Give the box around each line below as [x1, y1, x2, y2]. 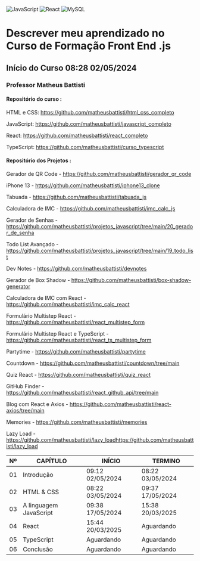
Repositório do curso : [6, 95, 62, 103]
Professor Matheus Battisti [6, 80, 85, 89]
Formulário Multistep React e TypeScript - [6, 330, 109, 337]
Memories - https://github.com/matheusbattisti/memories [6, 418, 148, 426]
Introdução [23, 470, 54, 479]
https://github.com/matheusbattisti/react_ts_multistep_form [6, 336, 152, 343]
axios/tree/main [6, 407, 45, 414]
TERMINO [152, 457, 180, 465]
